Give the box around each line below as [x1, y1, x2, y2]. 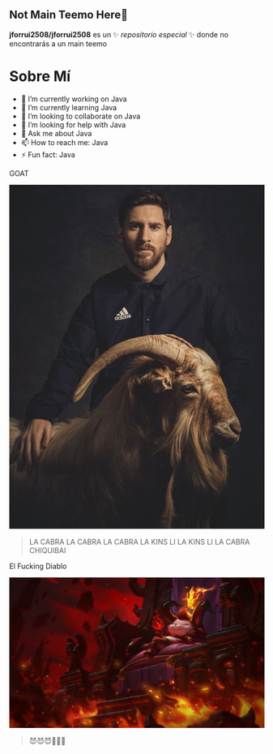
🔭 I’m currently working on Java [20, 94, 128, 104]
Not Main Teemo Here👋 [9, 8, 128, 22]
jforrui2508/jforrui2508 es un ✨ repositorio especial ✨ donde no [9, 29, 229, 39]
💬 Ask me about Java [20, 128, 92, 138]
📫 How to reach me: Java [20, 137, 109, 147]
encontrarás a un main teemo [9, 38, 108, 49]
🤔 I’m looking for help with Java [20, 119, 126, 130]
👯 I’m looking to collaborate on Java [20, 111, 141, 121]
